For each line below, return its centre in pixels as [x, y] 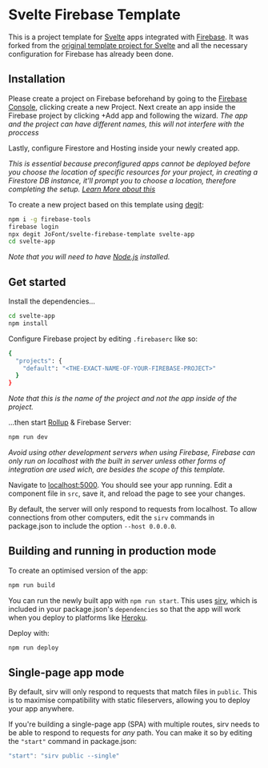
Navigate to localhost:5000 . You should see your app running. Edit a [120, 485]
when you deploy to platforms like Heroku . [78, 617]
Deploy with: [29, 633]
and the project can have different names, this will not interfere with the [126, 124]
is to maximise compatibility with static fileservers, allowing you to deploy [129, 700]
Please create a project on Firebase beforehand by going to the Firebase [128, 99]
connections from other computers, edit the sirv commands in [112, 517]
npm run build [32, 585]
